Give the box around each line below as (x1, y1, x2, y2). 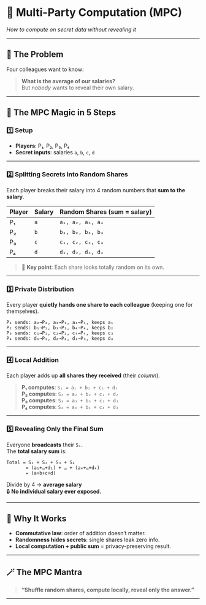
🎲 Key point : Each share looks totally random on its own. (21, 263, 164, 271)
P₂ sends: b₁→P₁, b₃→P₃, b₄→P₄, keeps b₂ (6, 325, 114, 331)
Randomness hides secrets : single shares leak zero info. (15, 536, 161, 544)
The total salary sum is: (6, 447, 67, 455)
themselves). (6, 307, 39, 315)
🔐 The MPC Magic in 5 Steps (6, 107, 116, 118)
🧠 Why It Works (6, 514, 67, 524)
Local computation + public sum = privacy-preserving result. (15, 543, 172, 550)
